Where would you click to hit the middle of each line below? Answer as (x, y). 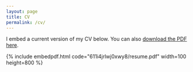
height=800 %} (25, 63)
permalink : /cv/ (26, 22)
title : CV (18, 17)
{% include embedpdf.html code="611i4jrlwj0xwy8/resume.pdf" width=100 (96, 57)
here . (12, 45)
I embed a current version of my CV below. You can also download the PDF (96, 39)
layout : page (22, 11)
